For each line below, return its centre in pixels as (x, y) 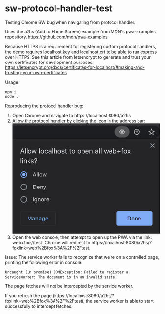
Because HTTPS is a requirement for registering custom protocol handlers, (81, 46)
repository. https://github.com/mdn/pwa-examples (56, 37)
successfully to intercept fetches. (39, 306)
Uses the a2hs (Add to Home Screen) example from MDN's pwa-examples (81, 31)
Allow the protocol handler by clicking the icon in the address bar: (79, 121)
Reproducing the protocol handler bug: (44, 106)
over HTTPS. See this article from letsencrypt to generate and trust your (78, 57)
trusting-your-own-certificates (36, 72)
